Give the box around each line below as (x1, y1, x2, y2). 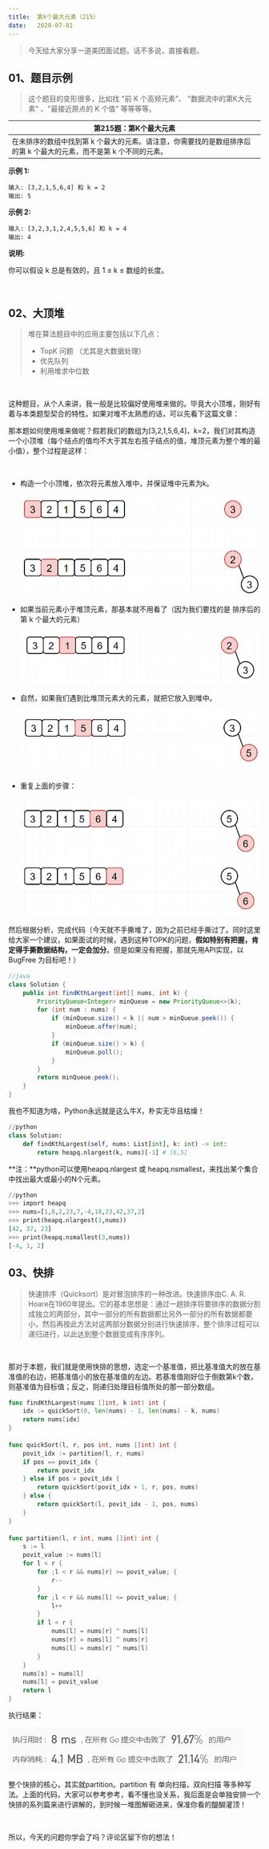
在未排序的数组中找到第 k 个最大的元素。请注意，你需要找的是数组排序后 (11, 136, 251, 146)
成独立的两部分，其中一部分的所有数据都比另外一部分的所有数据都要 (27, 1309, 253, 1319)
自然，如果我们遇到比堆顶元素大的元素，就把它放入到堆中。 (19, 693, 217, 702)
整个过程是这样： (32, 446, 90, 456)
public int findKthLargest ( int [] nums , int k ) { (22, 989, 188, 997)
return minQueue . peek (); (37, 1074, 120, 1082)
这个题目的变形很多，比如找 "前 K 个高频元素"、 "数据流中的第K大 (27, 94, 245, 104)
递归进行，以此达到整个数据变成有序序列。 (27, 1329, 169, 1339)
